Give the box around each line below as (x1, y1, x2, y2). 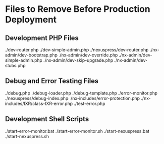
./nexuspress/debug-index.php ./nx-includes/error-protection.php (5, 95, 140, 101)
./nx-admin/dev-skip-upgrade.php (43, 57, 113, 63)
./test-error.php (73, 100, 106, 106)
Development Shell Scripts (5, 115, 89, 123)
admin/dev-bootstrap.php (5, 52, 58, 58)
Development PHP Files (5, 34, 79, 42)
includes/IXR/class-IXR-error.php (5, 100, 73, 106)
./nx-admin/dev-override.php (58, 52, 118, 58)
